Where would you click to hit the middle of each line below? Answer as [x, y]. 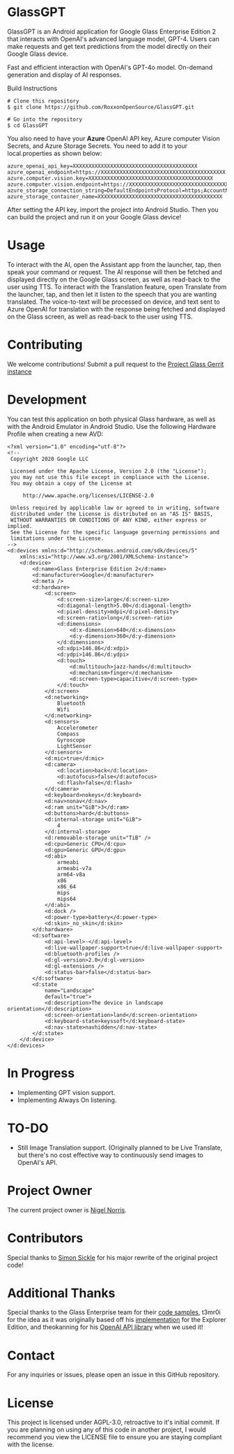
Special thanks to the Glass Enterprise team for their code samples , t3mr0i [114, 1312]
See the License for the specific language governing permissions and [115, 532]
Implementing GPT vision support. [66, 1092]
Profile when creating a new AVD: [55, 434]
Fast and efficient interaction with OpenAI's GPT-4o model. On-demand [110, 67]
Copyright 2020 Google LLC [49, 459]
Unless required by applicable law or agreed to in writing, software [115, 508]
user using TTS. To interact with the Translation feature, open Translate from [117, 286]
